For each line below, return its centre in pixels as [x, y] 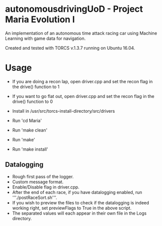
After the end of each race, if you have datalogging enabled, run [77, 192]
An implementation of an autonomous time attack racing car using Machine [81, 33]
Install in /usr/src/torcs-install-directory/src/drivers [64, 111]
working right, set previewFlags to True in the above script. [72, 208]
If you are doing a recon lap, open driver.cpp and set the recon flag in [82, 81]
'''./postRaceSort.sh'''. [35, 197]
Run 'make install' [30, 149]
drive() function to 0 [32, 101]
